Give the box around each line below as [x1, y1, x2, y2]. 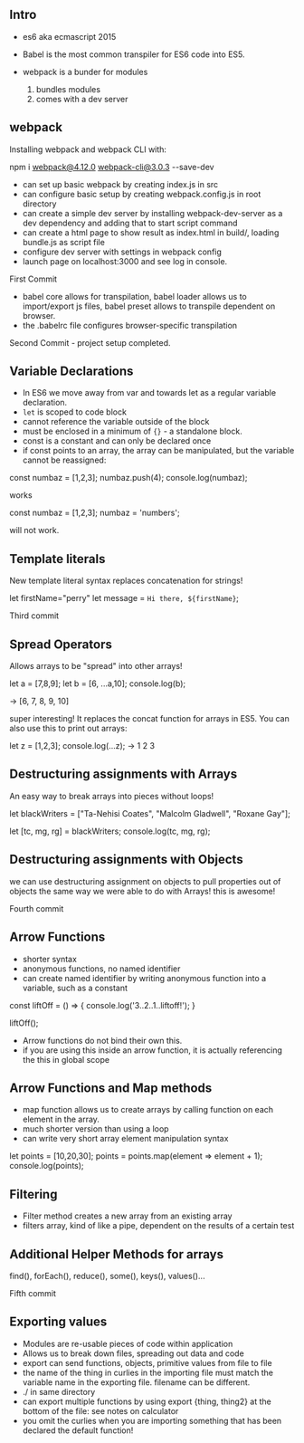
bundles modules [35, 83, 101, 94]
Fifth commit [9, 1287, 57, 1298]
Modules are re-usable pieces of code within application [22, 1338, 233, 1349]
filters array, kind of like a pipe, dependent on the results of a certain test [22, 1220, 295, 1231]
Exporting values [9, 1314, 108, 1330]
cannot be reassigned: [22, 454, 107, 465]
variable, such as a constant [22, 982, 128, 993]
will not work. [9, 525, 60, 536]
